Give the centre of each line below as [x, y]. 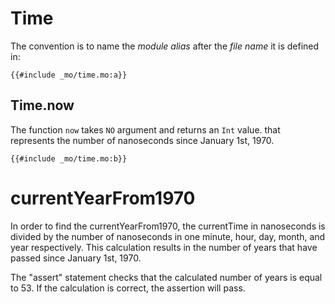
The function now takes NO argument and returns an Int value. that [145, 129]
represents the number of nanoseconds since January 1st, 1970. [142, 140]
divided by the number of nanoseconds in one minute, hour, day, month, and [168, 236]
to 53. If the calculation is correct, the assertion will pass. [128, 288]
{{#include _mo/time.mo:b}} [69, 158]
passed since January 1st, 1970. [76, 258]
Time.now [42, 105]
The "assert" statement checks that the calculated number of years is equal [166, 277]
